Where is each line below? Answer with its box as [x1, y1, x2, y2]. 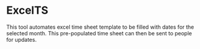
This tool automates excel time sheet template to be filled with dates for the [6, 23, 195, 30]
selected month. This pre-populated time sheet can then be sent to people [6, 29, 192, 36]
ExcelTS [6, 4, 48, 17]
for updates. [6, 36, 37, 43]
